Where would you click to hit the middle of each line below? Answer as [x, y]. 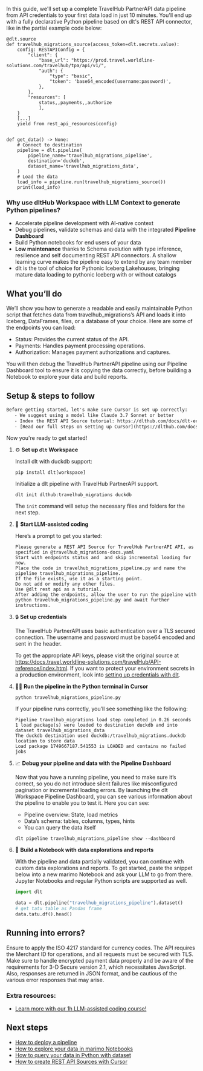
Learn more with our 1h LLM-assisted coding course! [81, 1009]
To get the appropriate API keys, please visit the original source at [97, 655]
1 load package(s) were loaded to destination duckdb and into [96, 725]
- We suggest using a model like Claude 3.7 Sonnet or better [94, 415]
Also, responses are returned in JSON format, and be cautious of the [92, 973]
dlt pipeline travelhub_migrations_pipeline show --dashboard [95, 839]
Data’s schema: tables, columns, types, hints [79, 821]
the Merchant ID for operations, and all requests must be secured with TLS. [100, 954]
